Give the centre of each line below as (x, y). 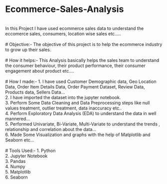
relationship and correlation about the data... (51, 129)
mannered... (17, 118)
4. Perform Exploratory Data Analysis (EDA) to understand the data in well (81, 113)
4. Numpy (15, 166)
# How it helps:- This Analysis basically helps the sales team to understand (82, 60)
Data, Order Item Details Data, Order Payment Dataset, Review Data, (75, 86)
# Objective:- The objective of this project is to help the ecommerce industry (84, 44)
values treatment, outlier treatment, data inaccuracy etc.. (64, 108)
